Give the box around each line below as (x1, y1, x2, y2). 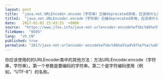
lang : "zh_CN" (5, 34, 36, 39)
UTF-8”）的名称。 (15, 68, 52, 75)
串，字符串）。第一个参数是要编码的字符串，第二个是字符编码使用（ (5, 63, 139, 68)
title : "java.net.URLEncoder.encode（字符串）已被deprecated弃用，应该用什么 (5, 12, 157, 16)
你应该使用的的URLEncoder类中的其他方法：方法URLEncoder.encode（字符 (5, 56, 156, 63)
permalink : (5, 43, 27, 48)
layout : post (5, 7, 32, 12)
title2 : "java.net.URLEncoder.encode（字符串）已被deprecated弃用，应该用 (5, 16, 152, 21)
